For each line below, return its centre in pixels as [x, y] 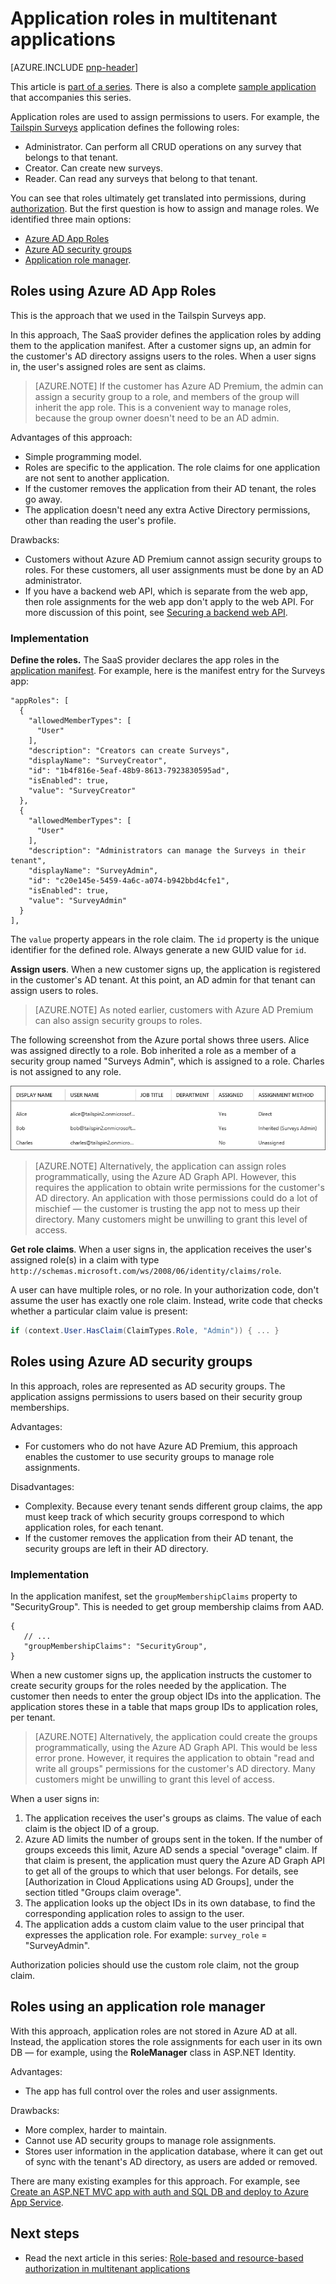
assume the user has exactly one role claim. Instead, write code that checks [166, 1301]
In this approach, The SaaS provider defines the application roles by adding [166, 334]
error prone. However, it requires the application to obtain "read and [174, 1758]
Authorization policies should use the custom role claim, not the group [155, 1965]
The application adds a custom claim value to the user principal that [164, 1924]
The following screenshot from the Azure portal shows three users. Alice [160, 1040]
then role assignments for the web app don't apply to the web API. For [169, 601]
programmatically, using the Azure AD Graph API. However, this [165, 1177]
